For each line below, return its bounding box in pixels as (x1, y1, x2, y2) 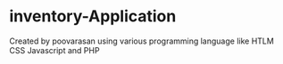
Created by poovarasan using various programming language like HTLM (9, 36, 274, 46)
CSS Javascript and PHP (9, 44, 100, 55)
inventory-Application (9, 6, 177, 27)
